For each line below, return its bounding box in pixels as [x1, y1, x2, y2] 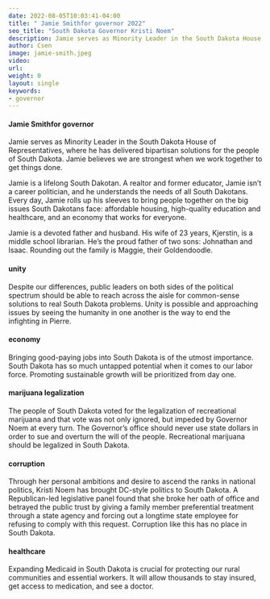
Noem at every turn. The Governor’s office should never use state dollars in [8, 423, 259, 433]
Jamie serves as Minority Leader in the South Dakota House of [8, 137, 217, 147]
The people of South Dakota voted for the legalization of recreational [8, 406, 236, 416]
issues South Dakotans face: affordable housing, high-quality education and [8, 204, 261, 214]
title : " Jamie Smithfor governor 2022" [8, 19, 147, 27]
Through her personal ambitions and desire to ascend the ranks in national [8, 476, 256, 486]
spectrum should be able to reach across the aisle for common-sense [8, 290, 240, 300]
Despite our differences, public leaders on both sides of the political [8, 281, 234, 291]
